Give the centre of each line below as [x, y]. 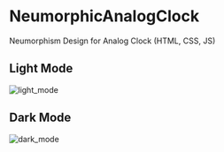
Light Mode [41, 68]
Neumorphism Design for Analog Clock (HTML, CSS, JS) [112, 41]
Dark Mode [40, 118]
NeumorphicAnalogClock [104, 16]
